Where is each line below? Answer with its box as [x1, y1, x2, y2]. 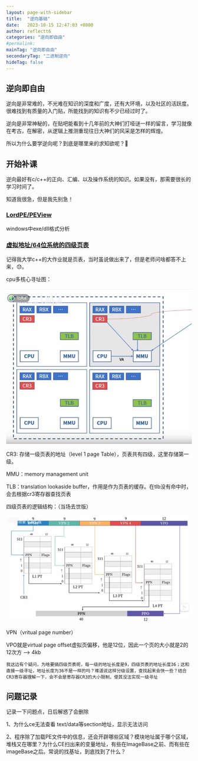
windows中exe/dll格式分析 [6, 225, 70, 232]
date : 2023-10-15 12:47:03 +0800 [6, 22, 94, 28]
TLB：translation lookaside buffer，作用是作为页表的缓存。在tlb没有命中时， [6, 483, 192, 490]
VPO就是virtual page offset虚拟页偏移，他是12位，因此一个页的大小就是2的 [6, 641, 189, 648]
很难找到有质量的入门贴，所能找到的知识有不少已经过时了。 [6, 107, 151, 115]
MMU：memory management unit [6, 470, 88, 478]
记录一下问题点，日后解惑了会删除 [6, 708, 89, 716]
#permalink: [6, 41, 35, 47]
